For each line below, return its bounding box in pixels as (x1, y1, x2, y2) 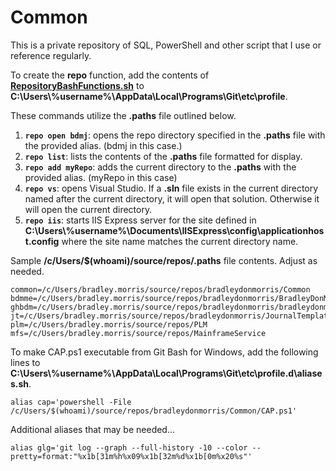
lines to (10, 356, 41, 368)
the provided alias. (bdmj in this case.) (24, 139, 183, 151)
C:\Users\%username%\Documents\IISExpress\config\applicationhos (24, 224, 325, 236)
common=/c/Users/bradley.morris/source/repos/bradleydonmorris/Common (10, 284, 311, 295)
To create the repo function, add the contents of (10, 69, 210, 81)
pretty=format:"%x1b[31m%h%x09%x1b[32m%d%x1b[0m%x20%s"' (10, 451, 253, 461)
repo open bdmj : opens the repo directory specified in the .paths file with (24, 129, 326, 141)
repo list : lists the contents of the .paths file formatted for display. (24, 150, 303, 162)
